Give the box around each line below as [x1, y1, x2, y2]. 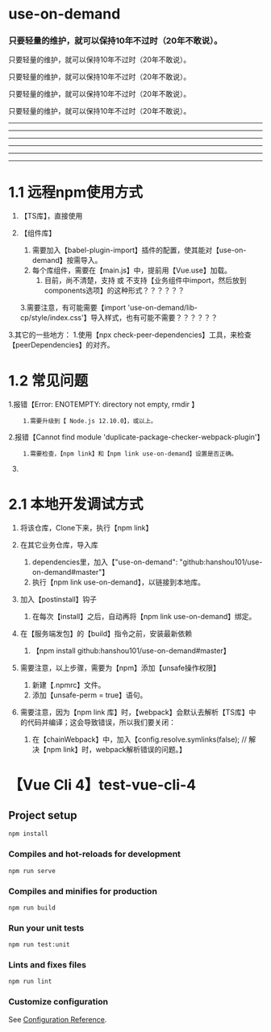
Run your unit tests [8, 922, 85, 934]
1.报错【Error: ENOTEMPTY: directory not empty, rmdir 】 [8, 400, 199, 410]
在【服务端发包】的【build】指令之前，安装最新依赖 [19, 629, 192, 639]
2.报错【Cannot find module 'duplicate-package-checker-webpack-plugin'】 [8, 432, 265, 442]
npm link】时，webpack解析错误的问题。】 [46, 745, 187, 755]
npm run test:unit [8, 941, 70, 949]
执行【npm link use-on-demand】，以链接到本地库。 [31, 577, 206, 587]
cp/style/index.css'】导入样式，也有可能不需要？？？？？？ [19, 313, 218, 322]
